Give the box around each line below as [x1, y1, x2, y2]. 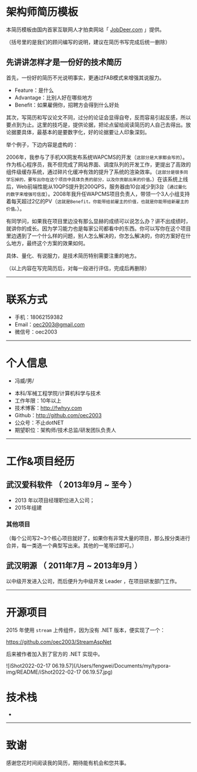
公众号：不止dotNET [14, 419, 64, 426]
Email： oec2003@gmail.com [14, 321, 85, 328]
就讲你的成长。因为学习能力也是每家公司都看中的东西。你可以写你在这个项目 [6, 225, 191, 232]
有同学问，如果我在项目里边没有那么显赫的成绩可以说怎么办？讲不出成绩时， [6, 217, 191, 224]
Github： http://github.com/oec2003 [14, 411, 102, 418]
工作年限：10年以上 [14, 397, 62, 404]
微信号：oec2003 [14, 328, 57, 335]
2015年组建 [14, 504, 42, 511]
